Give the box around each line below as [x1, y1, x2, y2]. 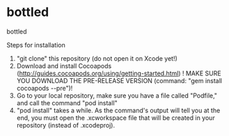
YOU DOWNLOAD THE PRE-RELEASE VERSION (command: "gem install [16, 76, 223, 84]
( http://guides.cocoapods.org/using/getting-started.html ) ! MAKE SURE [16, 69, 221, 77]
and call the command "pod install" [16, 98, 118, 107]
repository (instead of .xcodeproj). [16, 121, 116, 129]
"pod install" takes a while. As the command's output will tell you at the [16, 106, 221, 114]
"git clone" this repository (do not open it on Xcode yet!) [16, 54, 178, 63]
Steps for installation [6, 40, 65, 49]
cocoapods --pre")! [16, 84, 73, 92]
